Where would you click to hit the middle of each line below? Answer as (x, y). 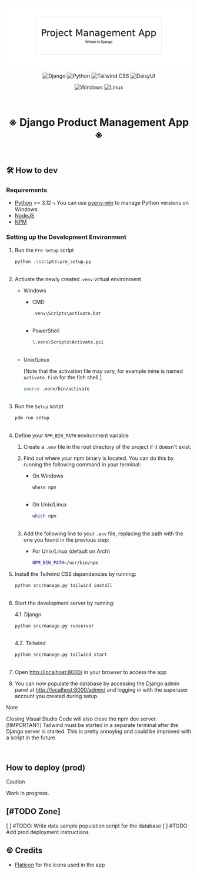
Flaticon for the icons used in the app (60, 865)
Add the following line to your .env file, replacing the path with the (103, 533)
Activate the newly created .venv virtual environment (78, 279)
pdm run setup (32, 418)
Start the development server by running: (64, 603)
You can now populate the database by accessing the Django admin (97, 683)
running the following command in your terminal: (82, 464)
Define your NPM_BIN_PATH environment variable (72, 435)
